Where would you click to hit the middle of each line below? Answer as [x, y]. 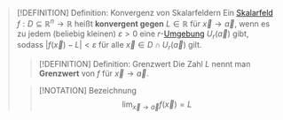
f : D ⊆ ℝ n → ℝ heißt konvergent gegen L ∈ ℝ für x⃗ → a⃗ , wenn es [143, 23]
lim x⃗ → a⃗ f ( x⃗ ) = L [157, 105]
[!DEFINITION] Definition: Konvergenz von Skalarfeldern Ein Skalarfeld [145, 13]
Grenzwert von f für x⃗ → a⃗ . [94, 73]
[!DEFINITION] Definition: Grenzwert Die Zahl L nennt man [145, 64]
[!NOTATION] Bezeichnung [87, 91]
